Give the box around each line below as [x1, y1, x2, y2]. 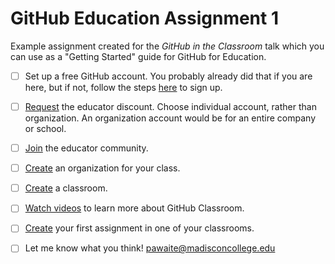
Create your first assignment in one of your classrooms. [24, 222, 255, 234]
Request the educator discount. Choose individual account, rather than [24, 101, 317, 112]
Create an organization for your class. [24, 162, 181, 174]
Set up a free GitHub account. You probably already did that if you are [24, 70, 313, 82]
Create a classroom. [24, 182, 108, 194]
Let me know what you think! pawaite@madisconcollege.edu [24, 242, 276, 254]
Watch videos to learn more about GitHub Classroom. [24, 202, 245, 214]
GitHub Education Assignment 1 [10, 7, 280, 30]
